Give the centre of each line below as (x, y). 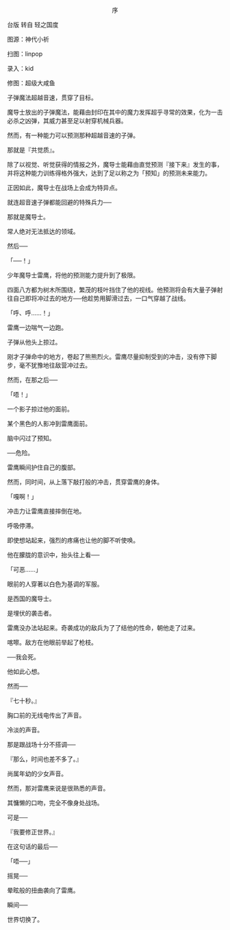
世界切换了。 (25, 919)
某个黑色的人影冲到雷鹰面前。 (49, 423)
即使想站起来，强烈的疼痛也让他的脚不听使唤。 (73, 540)
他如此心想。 (25, 672)
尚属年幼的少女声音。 (37, 774)
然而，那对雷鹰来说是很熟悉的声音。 (58, 788)
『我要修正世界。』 (33, 832)
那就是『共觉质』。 (33, 150)
